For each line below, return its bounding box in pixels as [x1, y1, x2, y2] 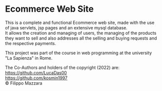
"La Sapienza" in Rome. [5, 55, 53, 61]
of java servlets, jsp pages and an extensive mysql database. [5, 24, 128, 30]
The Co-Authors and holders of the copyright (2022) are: [5, 65, 120, 70]
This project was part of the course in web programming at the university [5, 50, 152, 56]
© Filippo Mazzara [5, 80, 42, 86]
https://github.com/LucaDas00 [5, 69, 67, 75]
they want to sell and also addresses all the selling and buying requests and [5, 35, 157, 41]
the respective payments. [5, 40, 56, 46]
